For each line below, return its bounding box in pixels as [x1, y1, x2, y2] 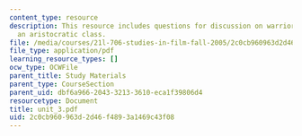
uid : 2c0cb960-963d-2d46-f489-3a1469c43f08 [9, 113, 175, 122]
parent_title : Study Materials [9, 72, 127, 81]
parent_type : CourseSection [9, 80, 115, 89]
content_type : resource [9, 13, 99, 22]
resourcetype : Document [9, 96, 99, 106]
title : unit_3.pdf [9, 105, 78, 114]
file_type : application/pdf [9, 47, 115, 55]
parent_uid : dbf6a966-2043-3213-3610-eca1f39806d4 [9, 88, 203, 97]
